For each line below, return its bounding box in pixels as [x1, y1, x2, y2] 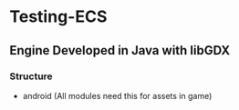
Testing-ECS [9, 6, 108, 27]
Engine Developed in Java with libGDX [9, 43, 231, 58]
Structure [9, 70, 53, 83]
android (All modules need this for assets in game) [22, 90, 213, 101]
